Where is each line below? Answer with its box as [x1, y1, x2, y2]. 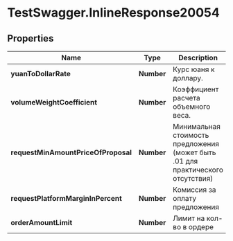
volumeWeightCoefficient [10, 98, 98, 107]
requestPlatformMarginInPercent [10, 194, 123, 203]
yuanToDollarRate [10, 69, 71, 78]
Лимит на [173, 213, 205, 223]
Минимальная [173, 122, 221, 131]
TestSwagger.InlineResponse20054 [7, 5, 220, 21]
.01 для [173, 157, 198, 166]
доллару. [173, 73, 203, 82]
